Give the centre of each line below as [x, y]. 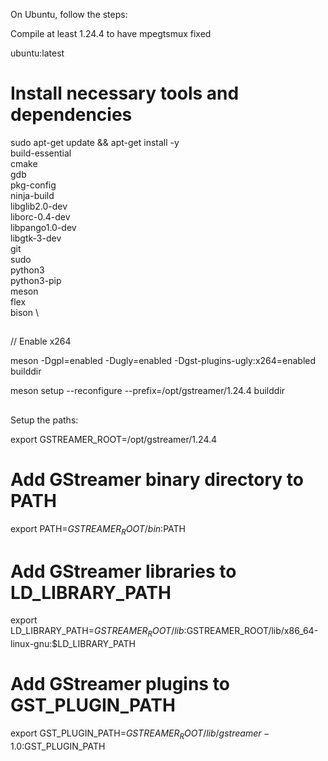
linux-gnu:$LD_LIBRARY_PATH [73, 644]
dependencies [71, 115]
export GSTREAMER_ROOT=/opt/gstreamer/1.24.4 [114, 439]
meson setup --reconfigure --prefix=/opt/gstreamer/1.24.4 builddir [148, 391]
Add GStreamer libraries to [123, 571]
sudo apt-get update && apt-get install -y [95, 142]
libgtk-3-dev [36, 238]
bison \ [25, 312]
